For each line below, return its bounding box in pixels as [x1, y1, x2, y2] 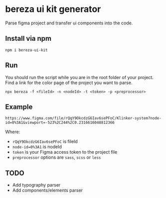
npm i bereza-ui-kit [5, 47, 48, 53]
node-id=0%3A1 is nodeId [12, 144, 62, 150]
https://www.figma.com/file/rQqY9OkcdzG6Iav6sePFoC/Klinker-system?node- [5, 116, 162, 121]
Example [5, 102, 33, 111]
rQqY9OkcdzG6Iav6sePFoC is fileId [12, 138, 78, 145]
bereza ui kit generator [5, 3, 101, 15]
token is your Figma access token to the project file [12, 149, 118, 155]
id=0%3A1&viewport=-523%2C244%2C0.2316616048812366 [5, 120, 115, 125]
